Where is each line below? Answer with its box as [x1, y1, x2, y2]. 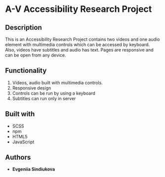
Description [5, 23, 42, 32]
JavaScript [12, 139, 35, 145]
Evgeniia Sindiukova [12, 166, 55, 172]
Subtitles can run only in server [12, 95, 76, 101]
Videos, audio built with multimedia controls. [12, 79, 103, 85]
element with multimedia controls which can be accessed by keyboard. [5, 42, 150, 48]
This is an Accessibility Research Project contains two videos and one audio [5, 36, 160, 42]
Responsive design [12, 85, 51, 91]
